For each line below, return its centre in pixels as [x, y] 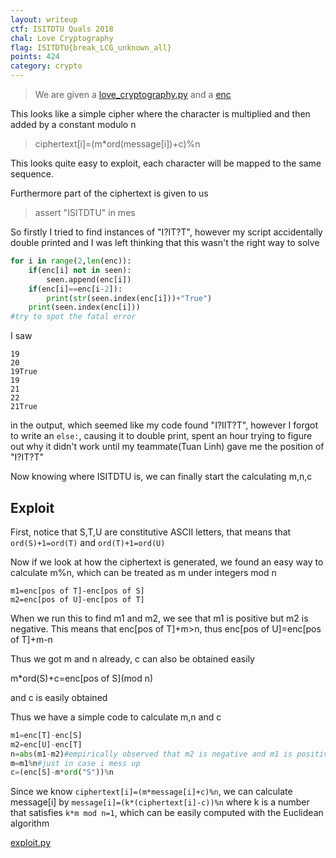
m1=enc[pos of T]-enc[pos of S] [77, 591]
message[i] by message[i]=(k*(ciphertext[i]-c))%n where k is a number [160, 802]
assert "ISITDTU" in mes [85, 212]
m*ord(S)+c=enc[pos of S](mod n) [82, 678]
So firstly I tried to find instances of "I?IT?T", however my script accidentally [166, 232]
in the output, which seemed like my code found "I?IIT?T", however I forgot [164, 425]
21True [24, 407]
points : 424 [35, 57]
